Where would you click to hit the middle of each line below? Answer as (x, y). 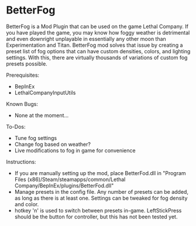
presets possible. (27, 64)
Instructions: (21, 162)
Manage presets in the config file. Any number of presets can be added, (102, 191)
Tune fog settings (36, 138)
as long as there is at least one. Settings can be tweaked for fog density (101, 198)
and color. (27, 204)
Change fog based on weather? (52, 144)
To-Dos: (16, 126)
